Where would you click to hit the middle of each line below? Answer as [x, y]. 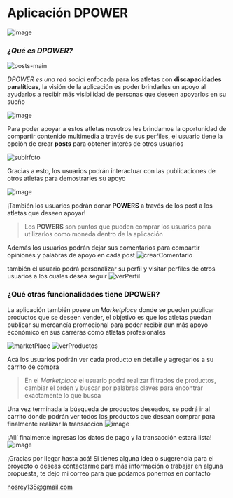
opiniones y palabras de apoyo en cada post [71, 255]
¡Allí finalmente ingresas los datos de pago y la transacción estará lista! [110, 437]
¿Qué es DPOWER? [40, 51]
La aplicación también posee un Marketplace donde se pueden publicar [111, 309]
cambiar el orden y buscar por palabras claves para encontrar [114, 388]
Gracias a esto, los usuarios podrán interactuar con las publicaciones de [111, 171]
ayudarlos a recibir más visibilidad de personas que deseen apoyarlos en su [116, 94]
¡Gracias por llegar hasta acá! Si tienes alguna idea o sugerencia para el [111, 458]
